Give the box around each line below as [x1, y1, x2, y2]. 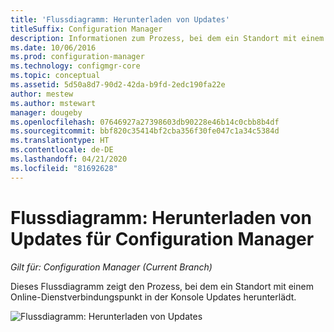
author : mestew [10, 89, 74, 99]
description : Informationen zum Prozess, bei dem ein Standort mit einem [10, 33, 325, 43]
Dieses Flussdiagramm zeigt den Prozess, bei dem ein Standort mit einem [10, 280, 314, 292]
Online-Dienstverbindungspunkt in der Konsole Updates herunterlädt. [10, 291, 297, 303]
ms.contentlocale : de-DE [10, 145, 114, 155]
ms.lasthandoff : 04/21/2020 [10, 154, 128, 164]
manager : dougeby [10, 107, 83, 118]
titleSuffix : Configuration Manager [10, 24, 163, 34]
